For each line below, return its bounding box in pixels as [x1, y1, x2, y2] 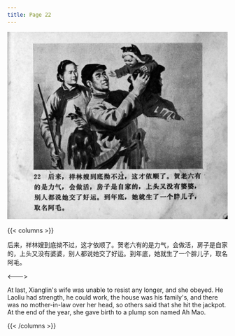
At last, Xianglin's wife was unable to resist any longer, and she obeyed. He [7, 286, 224, 294]
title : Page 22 [7, 11, 52, 18]
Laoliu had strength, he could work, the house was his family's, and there [7, 293, 218, 301]
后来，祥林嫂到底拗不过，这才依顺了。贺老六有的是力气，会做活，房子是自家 [7, 240, 228, 248]
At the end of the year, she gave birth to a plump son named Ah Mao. [7, 308, 206, 316]
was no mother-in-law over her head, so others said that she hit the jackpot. [7, 300, 227, 309]
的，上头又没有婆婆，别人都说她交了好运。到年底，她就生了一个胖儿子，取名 [7, 249, 228, 258]
